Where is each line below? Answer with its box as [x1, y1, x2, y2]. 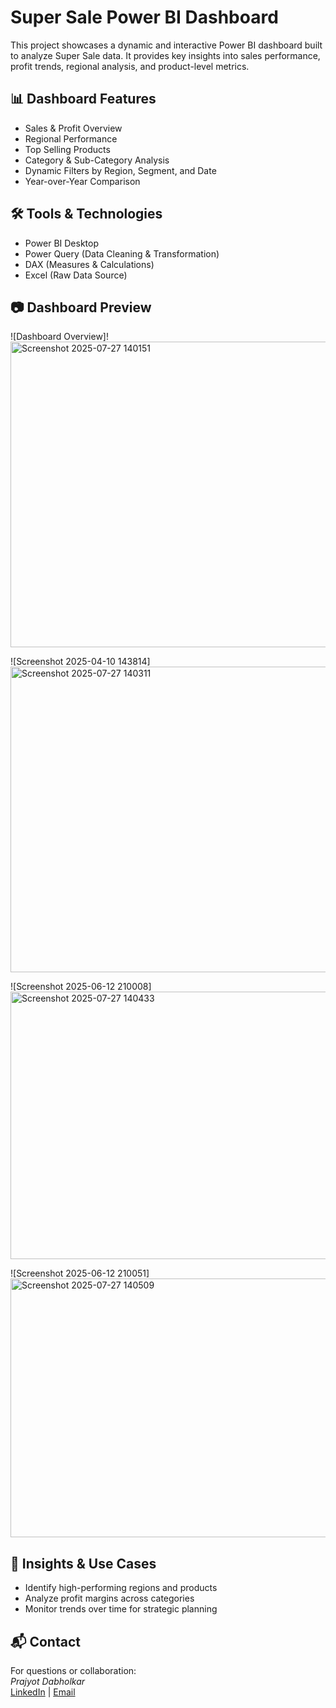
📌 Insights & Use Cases [10, 1555, 157, 1572]
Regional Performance [24, 132, 118, 145]
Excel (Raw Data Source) [24, 269, 128, 281]
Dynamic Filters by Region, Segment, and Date [24, 164, 217, 176]
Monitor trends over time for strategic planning [24, 1603, 218, 1615]
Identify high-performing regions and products [24, 1582, 218, 1594]
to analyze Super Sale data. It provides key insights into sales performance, [10, 49, 321, 61]
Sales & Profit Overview [24, 122, 123, 134]
